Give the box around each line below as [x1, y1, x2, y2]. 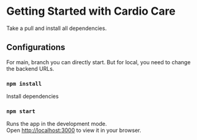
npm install [6, 80, 42, 87]
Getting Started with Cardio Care [6, 4, 176, 18]
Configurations [6, 42, 65, 53]
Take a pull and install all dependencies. [6, 24, 107, 32]
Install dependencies [6, 93, 59, 100]
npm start [6, 108, 35, 114]
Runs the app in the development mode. [6, 120, 107, 128]
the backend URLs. [6, 65, 54, 72]
